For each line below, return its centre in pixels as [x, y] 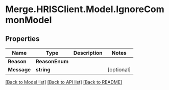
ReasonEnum [52, 61]
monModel [29, 20]
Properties [22, 39]
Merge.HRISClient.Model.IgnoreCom [85, 9]
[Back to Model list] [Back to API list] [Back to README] [64, 82]
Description [88, 53]
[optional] [119, 70]
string [43, 70]
